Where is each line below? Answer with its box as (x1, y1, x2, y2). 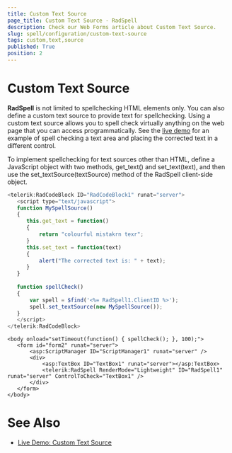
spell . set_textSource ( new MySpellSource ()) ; (29, 303, 163, 310)
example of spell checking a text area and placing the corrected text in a (7, 134, 218, 142)
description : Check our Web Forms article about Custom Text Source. (7, 23, 217, 30)
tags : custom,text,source (7, 37, 83, 44)
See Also (7, 415, 61, 431)
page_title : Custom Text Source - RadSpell (7, 17, 138, 24)
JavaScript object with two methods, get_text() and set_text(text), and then (7, 162, 226, 171)
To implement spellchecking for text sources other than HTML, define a (7, 155, 216, 164)
